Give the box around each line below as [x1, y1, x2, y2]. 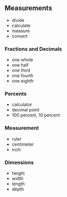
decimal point [11, 107, 40, 113]
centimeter [11, 141, 34, 147]
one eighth [11, 78, 34, 84]
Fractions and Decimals [4, 45, 63, 52]
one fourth [11, 73, 33, 79]
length [11, 181, 25, 187]
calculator [11, 101, 33, 107]
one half [11, 62, 29, 68]
